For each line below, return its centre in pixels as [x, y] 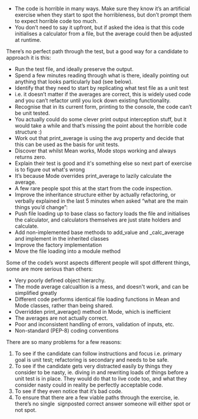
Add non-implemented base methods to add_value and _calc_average [99, 232]
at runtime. [28, 40]
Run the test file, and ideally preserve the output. [74, 69]
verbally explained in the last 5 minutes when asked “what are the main [101, 201]
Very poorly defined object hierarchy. [60, 280]
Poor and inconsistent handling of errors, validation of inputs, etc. [94, 324]
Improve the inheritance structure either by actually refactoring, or [95, 195]
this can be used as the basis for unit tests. [67, 144]
